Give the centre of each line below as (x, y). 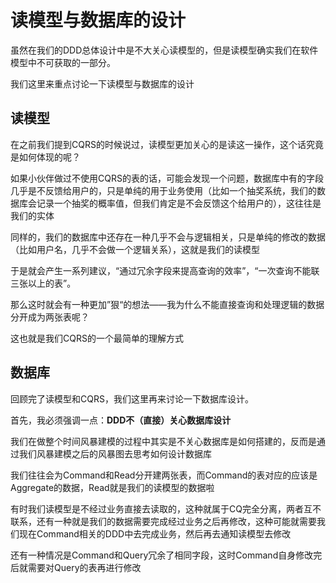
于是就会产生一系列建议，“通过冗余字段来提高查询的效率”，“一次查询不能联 (165, 270)
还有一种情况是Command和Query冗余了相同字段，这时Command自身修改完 (166, 555)
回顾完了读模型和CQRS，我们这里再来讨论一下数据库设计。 (132, 398)
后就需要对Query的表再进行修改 (76, 567)
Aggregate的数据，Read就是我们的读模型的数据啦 (112, 487)
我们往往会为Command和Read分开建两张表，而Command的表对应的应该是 (164, 475)
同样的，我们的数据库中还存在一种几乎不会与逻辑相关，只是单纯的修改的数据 (168, 237)
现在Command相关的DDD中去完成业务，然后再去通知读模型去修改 (155, 533)
